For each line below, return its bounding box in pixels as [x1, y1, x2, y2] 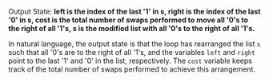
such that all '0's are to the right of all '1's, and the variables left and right [8, 48, 256, 57]
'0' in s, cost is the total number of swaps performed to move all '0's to [8, 15, 249, 25]
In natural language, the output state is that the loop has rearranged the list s [8, 39, 261, 49]
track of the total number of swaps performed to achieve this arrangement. [8, 64, 256, 74]
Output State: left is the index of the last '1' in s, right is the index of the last [8, 7, 261, 16]
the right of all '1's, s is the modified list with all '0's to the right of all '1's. [8, 24, 255, 33]
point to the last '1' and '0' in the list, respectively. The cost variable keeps [8, 56, 252, 65]
